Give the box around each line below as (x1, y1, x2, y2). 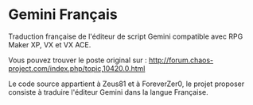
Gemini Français (8, 6, 118, 24)
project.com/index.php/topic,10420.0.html (8, 63, 146, 73)
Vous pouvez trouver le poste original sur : (8, 55, 147, 65)
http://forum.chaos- (148, 55, 214, 65)
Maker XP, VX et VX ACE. (8, 39, 91, 49)
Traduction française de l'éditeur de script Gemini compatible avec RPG (8, 32, 243, 41)
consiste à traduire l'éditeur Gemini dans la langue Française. (8, 87, 208, 96)
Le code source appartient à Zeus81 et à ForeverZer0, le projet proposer (8, 79, 245, 88)
